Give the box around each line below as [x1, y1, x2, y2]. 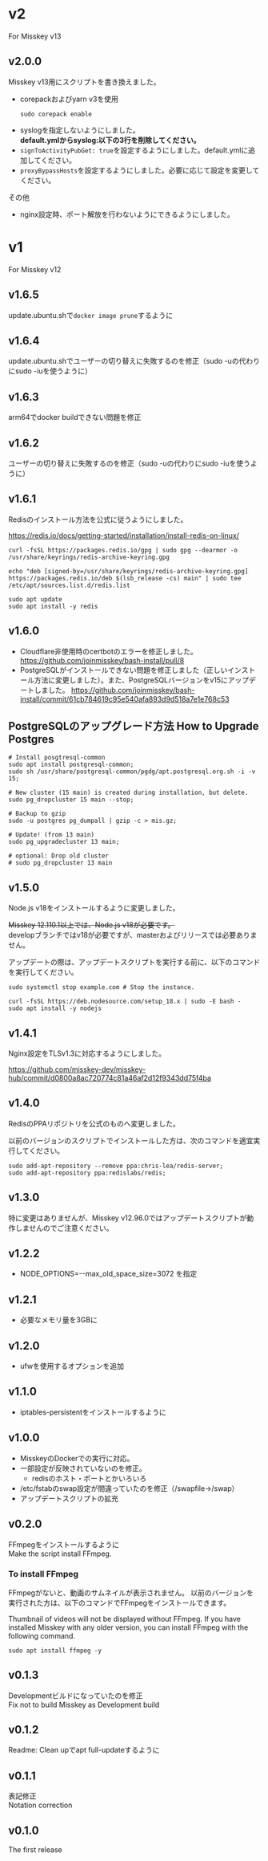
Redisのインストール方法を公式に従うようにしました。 [8, 515, 188, 524]
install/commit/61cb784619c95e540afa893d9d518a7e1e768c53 [19, 694, 230, 703]
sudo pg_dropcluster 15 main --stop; [8, 796, 134, 804]
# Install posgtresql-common [8, 754, 106, 762]
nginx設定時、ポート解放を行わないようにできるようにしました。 [19, 210, 234, 219]
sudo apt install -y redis [8, 602, 98, 610]
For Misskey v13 [8, 31, 62, 41]
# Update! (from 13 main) [8, 831, 94, 839]
